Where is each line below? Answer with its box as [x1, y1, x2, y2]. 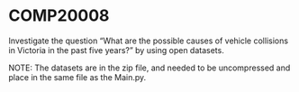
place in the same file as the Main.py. [8, 71, 147, 82]
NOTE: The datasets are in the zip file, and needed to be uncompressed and [8, 62, 291, 73]
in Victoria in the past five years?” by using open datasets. [8, 44, 224, 55]
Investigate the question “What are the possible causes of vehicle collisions [8, 35, 289, 46]
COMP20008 [8, 5, 110, 26]
